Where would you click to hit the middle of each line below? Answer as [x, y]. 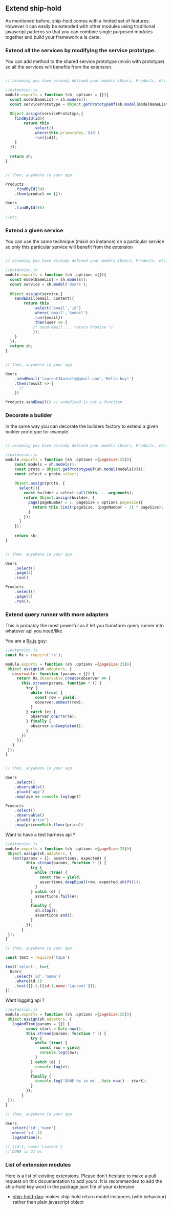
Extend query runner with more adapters [57, 614]
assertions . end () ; [55, 915]
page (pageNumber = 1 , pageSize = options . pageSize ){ [85, 502]
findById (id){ [29, 119]
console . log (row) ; [59, 1053]
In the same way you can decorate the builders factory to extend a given [82, 426]
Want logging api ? [25, 1000]
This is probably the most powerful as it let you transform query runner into [84, 625]
